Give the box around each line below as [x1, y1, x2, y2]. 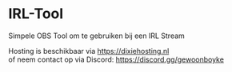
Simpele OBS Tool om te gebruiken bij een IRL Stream [8, 31, 186, 40]
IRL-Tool [8, 5, 64, 23]
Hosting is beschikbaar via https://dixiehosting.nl [8, 46, 170, 55]
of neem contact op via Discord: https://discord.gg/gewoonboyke [8, 55, 224, 64]
